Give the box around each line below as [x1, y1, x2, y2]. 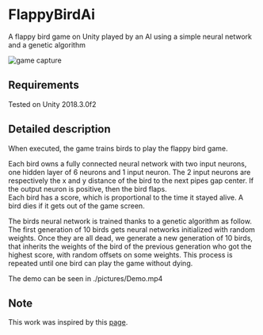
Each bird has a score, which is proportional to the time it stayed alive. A [8, 192, 244, 202]
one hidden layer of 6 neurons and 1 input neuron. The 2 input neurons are [8, 167, 251, 177]
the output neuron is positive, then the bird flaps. [8, 184, 168, 193]
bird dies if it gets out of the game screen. [8, 200, 145, 211]
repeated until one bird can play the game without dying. [8, 258, 193, 268]
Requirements [8, 78, 79, 92]
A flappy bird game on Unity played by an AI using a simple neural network [8, 32, 252, 41]
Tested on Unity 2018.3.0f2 [8, 99, 97, 108]
